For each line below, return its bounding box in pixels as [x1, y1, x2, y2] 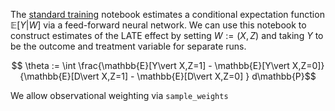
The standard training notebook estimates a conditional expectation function [10, 9, 325, 20]
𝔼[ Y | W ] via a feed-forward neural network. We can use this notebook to [10, 19, 307, 31]
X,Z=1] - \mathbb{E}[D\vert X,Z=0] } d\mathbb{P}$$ [101, 70, 317, 82]
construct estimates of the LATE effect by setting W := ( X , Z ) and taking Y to [10, 30, 324, 41]
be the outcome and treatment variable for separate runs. [10, 40, 247, 52]
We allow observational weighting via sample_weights [10, 90, 229, 101]
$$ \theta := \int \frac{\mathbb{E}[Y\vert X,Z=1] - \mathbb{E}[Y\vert [11, 60, 290, 71]
